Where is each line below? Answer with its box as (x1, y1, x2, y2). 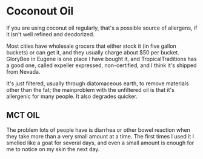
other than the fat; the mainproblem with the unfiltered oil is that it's (6, 86, 175, 93)
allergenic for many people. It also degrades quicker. (6, 92, 138, 100)
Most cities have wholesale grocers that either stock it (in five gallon (6, 42, 177, 50)
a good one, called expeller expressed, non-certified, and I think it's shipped (6, 62, 197, 69)
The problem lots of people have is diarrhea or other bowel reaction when (6, 126, 191, 134)
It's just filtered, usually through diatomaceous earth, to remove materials (6, 80, 189, 87)
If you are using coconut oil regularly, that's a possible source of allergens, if (6, 24, 198, 31)
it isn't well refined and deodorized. (6, 30, 95, 37)
